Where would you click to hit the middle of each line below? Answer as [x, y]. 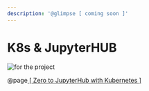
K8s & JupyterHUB [62, 47]
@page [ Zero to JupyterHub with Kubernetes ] [74, 80]
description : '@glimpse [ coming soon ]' [68, 13]
